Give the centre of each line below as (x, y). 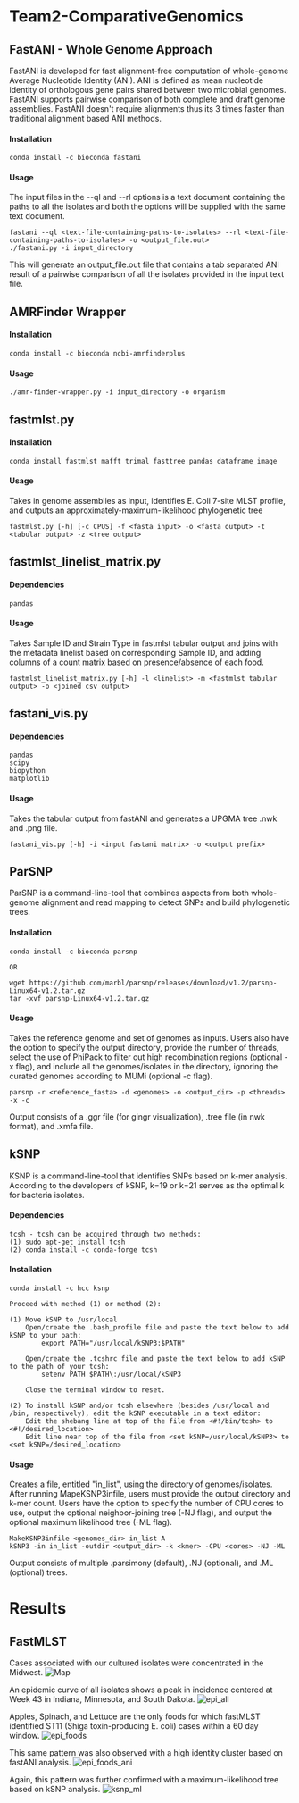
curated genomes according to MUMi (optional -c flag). (111, 1076)
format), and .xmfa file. (51, 1126)
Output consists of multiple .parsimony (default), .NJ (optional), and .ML (141, 1563)
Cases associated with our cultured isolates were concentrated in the (137, 1663)
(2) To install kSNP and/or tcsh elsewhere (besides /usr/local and (139, 1406)
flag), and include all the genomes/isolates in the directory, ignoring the (147, 1066)
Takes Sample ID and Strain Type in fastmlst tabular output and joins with (144, 643)
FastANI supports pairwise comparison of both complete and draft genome (147, 99)
